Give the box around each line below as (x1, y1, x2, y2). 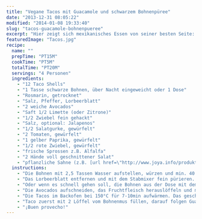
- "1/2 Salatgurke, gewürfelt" (17, 126, 96, 132)
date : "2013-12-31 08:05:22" (6, 14, 79, 20)
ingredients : (11, 76, 44, 82)
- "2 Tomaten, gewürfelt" (17, 131, 82, 138)
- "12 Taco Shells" (17, 82, 66, 88)
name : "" (11, 48, 34, 54)
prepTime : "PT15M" (11, 53, 58, 59)
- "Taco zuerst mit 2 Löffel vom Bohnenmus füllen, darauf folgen (17, 199, 187, 205)
